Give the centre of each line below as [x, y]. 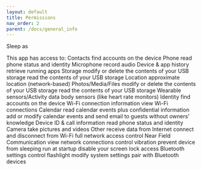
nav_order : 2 [23, 23]
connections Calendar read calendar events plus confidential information [98, 110]
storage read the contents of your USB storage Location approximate [93, 77]
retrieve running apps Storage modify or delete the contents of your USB [98, 71]
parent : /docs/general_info [42, 29]
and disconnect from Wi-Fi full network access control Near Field [88, 136]
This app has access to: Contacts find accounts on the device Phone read [99, 58]
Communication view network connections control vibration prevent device [101, 142]
